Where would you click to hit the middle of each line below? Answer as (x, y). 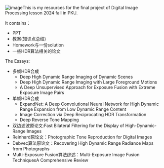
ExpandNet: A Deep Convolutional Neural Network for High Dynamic (89, 104)
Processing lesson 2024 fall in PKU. (41, 13)
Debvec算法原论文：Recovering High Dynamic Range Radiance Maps (83, 143)
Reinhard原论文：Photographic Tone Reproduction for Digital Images (82, 137)
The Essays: (18, 61)
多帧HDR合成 (26, 71)
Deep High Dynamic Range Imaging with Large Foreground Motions (88, 82)
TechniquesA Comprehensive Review (50, 160)
